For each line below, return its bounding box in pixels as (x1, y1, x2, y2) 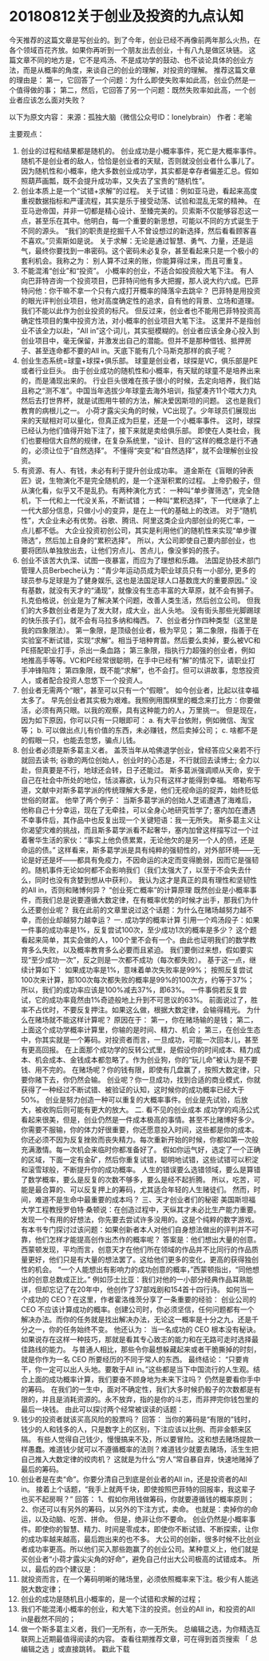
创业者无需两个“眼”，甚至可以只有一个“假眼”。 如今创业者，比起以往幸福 (20, 685, 259, 695)
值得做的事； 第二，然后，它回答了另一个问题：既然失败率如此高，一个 (15, 85, 249, 94)
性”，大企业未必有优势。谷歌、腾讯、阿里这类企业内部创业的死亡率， (20, 515, 248, 525)
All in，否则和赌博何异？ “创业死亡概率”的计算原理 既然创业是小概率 (27, 884, 251, 895)
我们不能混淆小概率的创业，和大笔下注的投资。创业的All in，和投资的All (20, 1603, 255, 1614)
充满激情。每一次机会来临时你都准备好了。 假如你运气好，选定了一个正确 (20, 1144, 261, 1154)
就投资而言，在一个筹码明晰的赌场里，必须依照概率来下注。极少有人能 (20, 1574, 252, 1584)
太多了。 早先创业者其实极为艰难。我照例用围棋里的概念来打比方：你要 (20, 695, 254, 705)
